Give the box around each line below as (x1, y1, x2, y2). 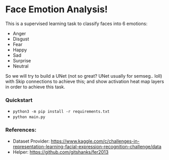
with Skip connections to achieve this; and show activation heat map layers (5, 78, 164, 84)
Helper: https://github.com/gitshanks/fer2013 (12, 149, 109, 155)
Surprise (12, 57, 31, 63)
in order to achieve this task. (5, 83, 66, 90)
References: (5, 126, 37, 133)
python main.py (12, 115, 46, 120)
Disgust (12, 36, 29, 42)
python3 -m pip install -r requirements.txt (12, 109, 110, 115)
